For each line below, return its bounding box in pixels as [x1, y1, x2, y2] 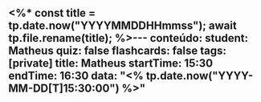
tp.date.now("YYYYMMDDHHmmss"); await [8, 19, 237, 33]
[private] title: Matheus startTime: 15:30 [8, 56, 214, 71]
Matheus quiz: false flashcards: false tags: [8, 44, 226, 58]
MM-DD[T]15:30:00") [8, 82, 120, 96]
